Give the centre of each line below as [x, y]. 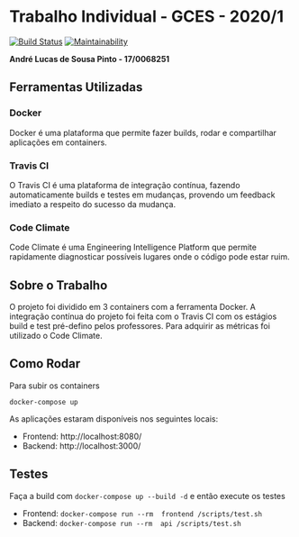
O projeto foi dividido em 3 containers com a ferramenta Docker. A [133, 307]
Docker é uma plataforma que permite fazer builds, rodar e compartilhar [143, 132]
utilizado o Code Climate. [56, 336]
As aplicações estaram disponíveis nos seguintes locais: [114, 419]
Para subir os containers [55, 386]
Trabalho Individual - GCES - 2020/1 [146, 17]
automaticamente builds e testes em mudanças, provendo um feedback [142, 195]
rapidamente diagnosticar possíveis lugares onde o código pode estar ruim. [149, 257]
